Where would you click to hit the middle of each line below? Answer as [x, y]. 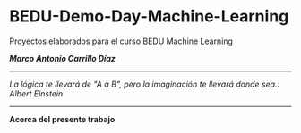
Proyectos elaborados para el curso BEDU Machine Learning [121, 41]
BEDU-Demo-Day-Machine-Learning [149, 17]
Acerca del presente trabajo [62, 119]
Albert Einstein [36, 93]
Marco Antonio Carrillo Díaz [63, 58]
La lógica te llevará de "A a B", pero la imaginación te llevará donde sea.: [145, 84]
